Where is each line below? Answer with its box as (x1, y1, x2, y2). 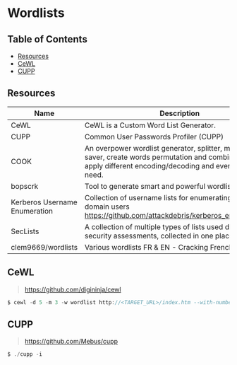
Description (159, 108, 200, 118)
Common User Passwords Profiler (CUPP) (84, 132, 224, 141)
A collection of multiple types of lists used (84, 221, 224, 231)
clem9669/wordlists (11, 242, 78, 252)
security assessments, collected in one (84, 231, 214, 241)
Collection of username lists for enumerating (84, 192, 232, 202)
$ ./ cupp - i (7, 351, 42, 358)
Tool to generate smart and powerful (84, 181, 206, 191)
